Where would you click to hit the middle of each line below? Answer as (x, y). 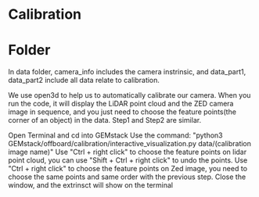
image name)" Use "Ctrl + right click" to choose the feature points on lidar (128, 152)
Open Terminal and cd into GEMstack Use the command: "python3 (115, 135)
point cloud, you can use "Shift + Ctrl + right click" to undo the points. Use (128, 160)
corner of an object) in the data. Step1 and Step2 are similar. (105, 120)
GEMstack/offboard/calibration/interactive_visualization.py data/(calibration (130, 144)
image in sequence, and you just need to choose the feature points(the (122, 112)
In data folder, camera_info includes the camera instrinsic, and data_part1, (127, 72)
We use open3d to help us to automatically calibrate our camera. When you (129, 95)
